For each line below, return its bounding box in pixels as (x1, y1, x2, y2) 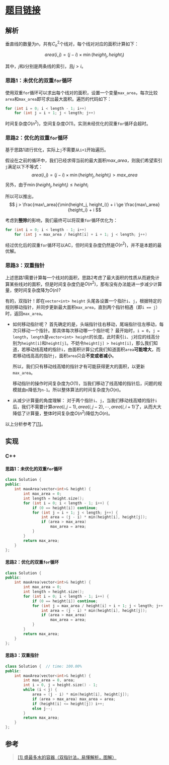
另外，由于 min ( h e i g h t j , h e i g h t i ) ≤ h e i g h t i (5, 182, 89, 189)
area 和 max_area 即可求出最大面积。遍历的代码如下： (5, 96, 112, 102)
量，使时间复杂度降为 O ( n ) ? (5, 287, 61, 293)
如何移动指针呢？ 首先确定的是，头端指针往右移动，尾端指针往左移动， (12, 321, 159, 328)
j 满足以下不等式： (5, 164, 43, 170)
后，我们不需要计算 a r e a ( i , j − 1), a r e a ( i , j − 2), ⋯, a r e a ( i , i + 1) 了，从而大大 (12, 404, 162, 410)
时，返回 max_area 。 (5, 310, 46, 316)
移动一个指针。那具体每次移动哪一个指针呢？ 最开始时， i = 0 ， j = (21, 328, 160, 334)
